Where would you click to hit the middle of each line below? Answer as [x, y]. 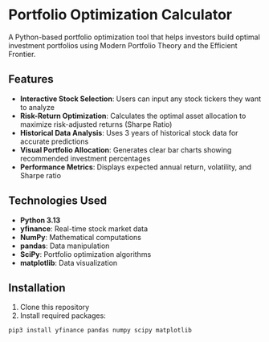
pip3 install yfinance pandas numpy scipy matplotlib [100, 331]
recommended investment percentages [85, 158]
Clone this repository [55, 307]
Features [31, 79]
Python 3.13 [40, 220]
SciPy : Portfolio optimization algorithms [86, 254]
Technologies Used [57, 201]
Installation [37, 288]
